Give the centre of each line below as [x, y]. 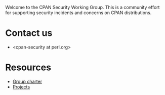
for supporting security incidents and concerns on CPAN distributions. [78, 13]
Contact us [29, 33]
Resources [28, 67]
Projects [21, 87]
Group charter [27, 81]
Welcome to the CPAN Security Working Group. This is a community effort [82, 7]
